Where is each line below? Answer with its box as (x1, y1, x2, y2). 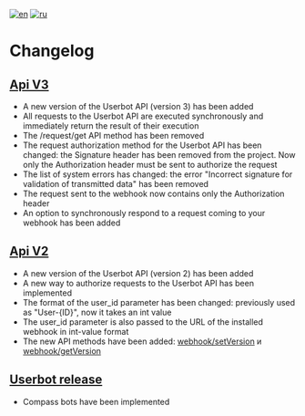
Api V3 (9, 77, 49, 92)
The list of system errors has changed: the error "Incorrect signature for (22, 169, 293, 180)
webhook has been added (22, 217, 121, 228)
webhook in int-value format (22, 326, 129, 337)
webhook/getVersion (22, 345, 102, 356)
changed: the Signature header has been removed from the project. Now (22, 150, 296, 160)
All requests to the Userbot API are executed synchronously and (22, 110, 264, 121)
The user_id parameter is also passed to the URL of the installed (22, 316, 264, 328)
